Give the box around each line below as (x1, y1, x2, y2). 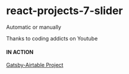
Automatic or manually (6, 23, 61, 31)
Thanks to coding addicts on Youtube (6, 35, 98, 42)
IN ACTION (6, 48, 34, 55)
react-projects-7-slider (6, 4, 123, 18)
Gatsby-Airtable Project (6, 62, 64, 69)
